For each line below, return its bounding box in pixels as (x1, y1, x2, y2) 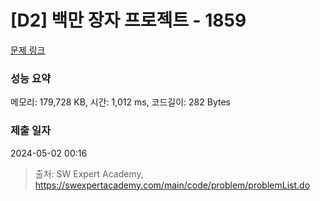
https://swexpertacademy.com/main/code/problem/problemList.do (34, 179, 311, 191)
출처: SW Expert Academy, (34, 167, 144, 180)
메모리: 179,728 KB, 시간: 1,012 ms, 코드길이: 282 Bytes (10, 96, 231, 108)
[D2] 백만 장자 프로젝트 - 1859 (10, 9, 247, 32)
